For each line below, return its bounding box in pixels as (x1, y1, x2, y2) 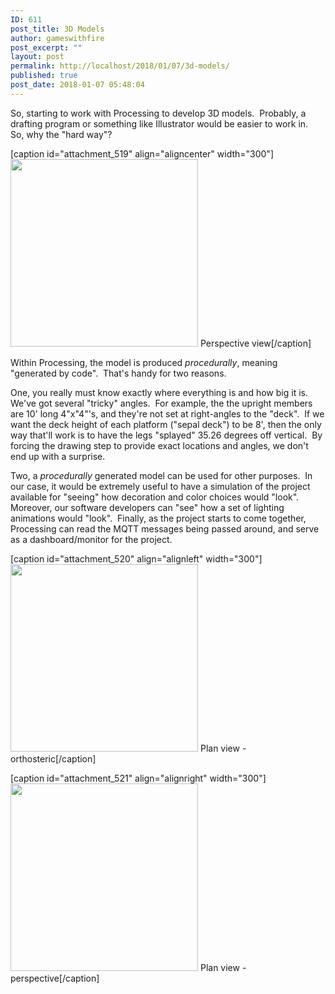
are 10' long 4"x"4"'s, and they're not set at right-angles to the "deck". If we (10, 407, 325, 420)
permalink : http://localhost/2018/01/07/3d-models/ (10, 61, 230, 71)
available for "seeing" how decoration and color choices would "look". (10, 491, 300, 503)
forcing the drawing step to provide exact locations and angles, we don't (10, 439, 309, 451)
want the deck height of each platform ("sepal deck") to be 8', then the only (10, 418, 322, 430)
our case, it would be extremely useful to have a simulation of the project (10, 480, 311, 492)
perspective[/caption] (10, 972, 100, 984)
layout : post (10, 52, 65, 62)
